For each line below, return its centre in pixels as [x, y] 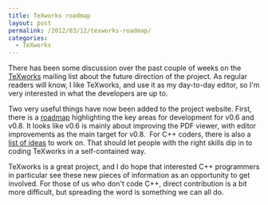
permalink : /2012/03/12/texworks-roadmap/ [80, 30]
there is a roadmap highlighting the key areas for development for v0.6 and [131, 117]
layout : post [30, 23]
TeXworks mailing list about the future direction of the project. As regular [128, 77]
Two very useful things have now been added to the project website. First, [130, 109]
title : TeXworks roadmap [49, 16]
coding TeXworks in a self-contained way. [77, 152]
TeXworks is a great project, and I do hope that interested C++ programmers [134, 167]
